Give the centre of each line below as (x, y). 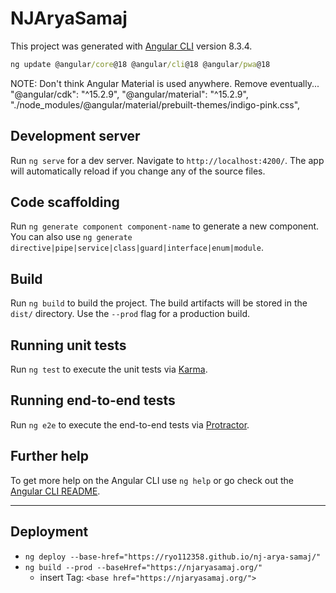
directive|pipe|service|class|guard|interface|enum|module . (137, 248)
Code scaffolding (65, 202)
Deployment (49, 532)
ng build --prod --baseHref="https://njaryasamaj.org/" (143, 567)
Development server (75, 136)
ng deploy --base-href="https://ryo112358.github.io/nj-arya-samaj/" (173, 557)
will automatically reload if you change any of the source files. (138, 171)
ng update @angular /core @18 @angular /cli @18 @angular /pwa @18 (140, 64)
